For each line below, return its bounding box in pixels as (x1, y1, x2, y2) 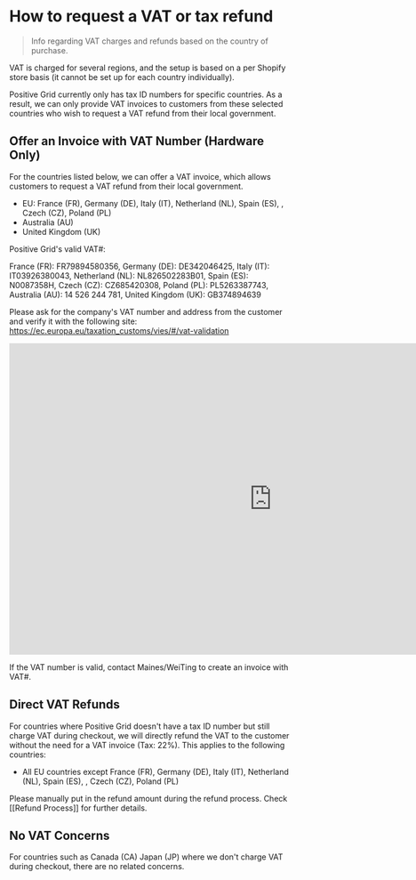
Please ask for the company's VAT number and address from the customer (9, 306, 283, 317)
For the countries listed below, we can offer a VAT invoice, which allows (9, 171, 271, 182)
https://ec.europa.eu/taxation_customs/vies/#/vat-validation (9, 325, 229, 335)
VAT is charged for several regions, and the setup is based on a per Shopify (9, 62, 286, 73)
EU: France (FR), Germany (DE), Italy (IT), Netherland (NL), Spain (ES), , (21, 198, 284, 208)
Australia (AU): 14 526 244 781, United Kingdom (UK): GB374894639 (9, 289, 262, 300)
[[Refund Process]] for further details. (9, 803, 148, 813)
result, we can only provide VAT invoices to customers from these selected (9, 98, 284, 109)
